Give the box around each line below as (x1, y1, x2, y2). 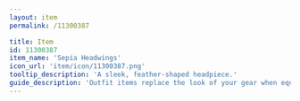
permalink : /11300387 (9, 21, 90, 30)
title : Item (9, 37, 54, 46)
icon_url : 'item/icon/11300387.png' (9, 62, 146, 71)
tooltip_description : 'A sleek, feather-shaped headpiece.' (9, 70, 238, 80)
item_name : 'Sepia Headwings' (9, 54, 122, 63)
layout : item (9, 12, 58, 22)
